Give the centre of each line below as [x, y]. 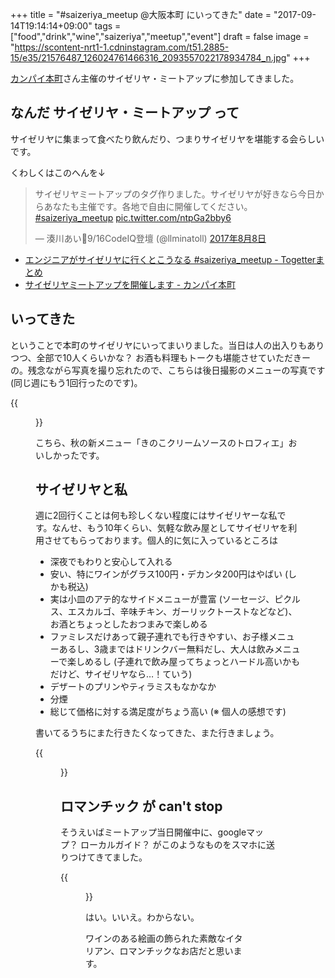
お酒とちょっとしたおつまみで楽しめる [128, 624]
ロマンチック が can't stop [141, 806]
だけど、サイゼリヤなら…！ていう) [121, 674]
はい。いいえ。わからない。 [142, 917]
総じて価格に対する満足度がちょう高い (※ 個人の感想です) [168, 712]
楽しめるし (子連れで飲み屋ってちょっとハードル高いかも [183, 662]
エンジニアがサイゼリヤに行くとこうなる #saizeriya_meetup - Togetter [170, 259]
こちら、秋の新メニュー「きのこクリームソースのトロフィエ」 [162, 442]
